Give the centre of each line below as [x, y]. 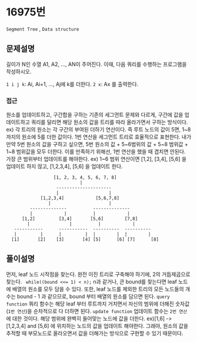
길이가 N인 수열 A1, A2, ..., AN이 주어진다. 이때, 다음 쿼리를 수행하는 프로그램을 [96, 64]
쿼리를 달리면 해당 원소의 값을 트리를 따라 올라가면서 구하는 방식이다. [110, 122]
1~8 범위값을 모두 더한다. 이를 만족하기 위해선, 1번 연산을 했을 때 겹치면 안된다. [96, 152]
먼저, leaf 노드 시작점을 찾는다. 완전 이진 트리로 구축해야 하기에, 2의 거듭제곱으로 [98, 274]
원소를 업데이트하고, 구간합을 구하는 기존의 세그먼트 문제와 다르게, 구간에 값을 [95, 115]
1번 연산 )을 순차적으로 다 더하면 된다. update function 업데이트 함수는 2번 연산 [98, 311]
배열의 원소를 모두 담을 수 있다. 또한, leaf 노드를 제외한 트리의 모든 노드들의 [98, 289]
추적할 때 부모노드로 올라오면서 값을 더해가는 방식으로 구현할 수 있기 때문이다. [95, 333]
